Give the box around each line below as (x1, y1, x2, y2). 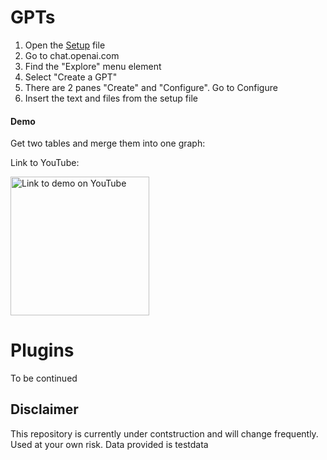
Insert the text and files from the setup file (24, 92, 198, 104)
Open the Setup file (24, 39, 106, 51)
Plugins (10, 339, 75, 362)
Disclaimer (10, 401, 79, 418)
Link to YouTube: (10, 157, 80, 169)
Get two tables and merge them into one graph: (10, 137, 206, 150)
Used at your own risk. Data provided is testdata (10, 438, 209, 450)
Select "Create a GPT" (24, 71, 118, 83)
